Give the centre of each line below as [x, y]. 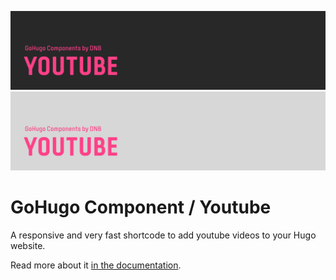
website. [28, 245]
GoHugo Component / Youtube [141, 207]
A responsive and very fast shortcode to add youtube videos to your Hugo [163, 235]
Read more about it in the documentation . [96, 265]
